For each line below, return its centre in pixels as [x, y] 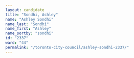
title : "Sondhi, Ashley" [32, 15]
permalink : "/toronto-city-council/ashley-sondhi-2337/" [67, 47]
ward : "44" [17, 43]
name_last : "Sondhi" [27, 24]
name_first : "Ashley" [28, 29]
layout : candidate [25, 10]
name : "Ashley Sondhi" [29, 19]
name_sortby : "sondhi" [29, 33]
